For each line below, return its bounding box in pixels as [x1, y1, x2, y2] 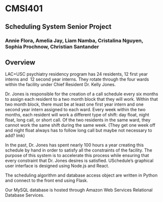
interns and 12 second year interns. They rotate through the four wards [5, 76, 149, 82]
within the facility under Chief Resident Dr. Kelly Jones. [5, 82, 116, 88]
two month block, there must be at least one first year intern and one [5, 101, 144, 108]
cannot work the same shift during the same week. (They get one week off [5, 122, 156, 128]
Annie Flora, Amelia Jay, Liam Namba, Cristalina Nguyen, [5, 37, 143, 44]
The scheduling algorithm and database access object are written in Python [5, 172, 158, 179]
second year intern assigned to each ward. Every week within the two [5, 107, 146, 112]
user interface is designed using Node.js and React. [5, 163, 109, 169]
